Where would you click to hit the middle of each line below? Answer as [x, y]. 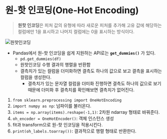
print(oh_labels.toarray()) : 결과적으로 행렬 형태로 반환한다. [74, 131]
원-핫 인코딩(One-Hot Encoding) [72, 10]
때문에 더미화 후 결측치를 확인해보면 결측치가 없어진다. [81, 90]
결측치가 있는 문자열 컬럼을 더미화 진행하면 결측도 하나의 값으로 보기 [95, 83]
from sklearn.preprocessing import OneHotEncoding [67, 100]
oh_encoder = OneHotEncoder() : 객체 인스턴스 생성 [63, 118]
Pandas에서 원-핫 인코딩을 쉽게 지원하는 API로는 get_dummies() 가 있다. [84, 53]
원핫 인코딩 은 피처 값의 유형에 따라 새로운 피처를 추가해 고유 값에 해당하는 [90, 25]
